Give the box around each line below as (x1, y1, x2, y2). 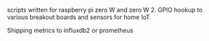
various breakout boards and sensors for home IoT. (7, 13, 152, 21)
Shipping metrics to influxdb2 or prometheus (7, 27, 134, 34)
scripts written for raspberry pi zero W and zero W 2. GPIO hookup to (7, 6, 203, 14)
